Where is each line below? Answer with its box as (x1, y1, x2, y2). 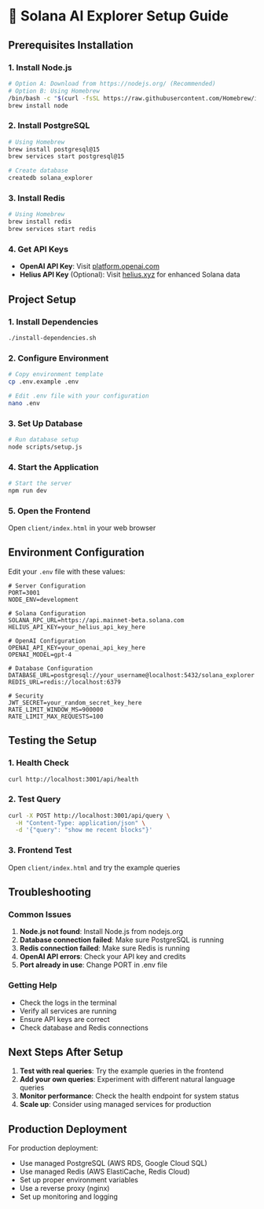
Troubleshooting (8, 885, 92, 899)
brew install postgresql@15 (8, 145, 101, 153)
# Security (8, 691, 44, 700)
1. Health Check (8, 757, 69, 768)
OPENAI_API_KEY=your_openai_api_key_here (8, 643, 146, 651)
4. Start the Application (8, 461, 99, 472)
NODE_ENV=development (8, 595, 79, 603)
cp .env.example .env (8, 378, 79, 386)
